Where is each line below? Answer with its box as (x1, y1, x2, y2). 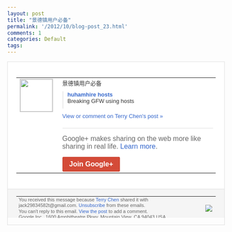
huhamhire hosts (67, 90, 113, 98)
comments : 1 (7, 29, 41, 37)
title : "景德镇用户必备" (7, 17, 71, 23)
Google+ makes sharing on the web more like (61, 134, 202, 142)
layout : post (7, 10, 45, 17)
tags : (7, 42, 23, 49)
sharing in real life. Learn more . (61, 142, 158, 151)
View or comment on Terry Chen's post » (61, 112, 164, 119)
